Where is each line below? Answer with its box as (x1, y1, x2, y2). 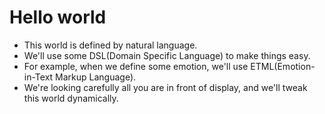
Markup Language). (55, 71, 137, 83)
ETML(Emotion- (250, 60, 316, 72)
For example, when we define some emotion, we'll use (23, 60, 249, 72)
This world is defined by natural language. (23, 39, 198, 51)
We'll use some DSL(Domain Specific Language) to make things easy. (23, 49, 311, 61)
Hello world (9, 6, 107, 29)
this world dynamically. (23, 92, 119, 104)
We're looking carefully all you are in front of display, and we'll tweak (23, 81, 308, 93)
